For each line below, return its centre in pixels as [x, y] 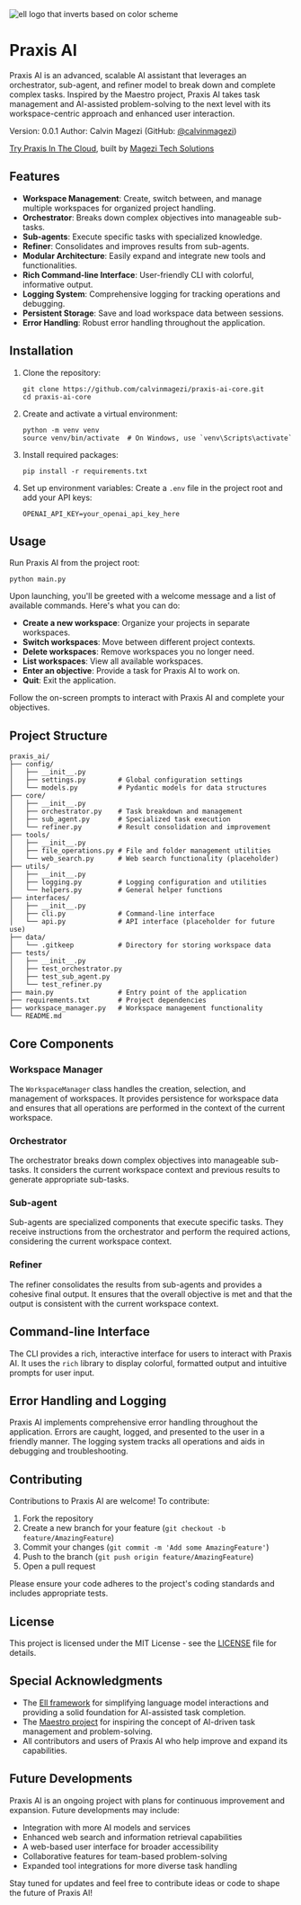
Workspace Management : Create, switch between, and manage [142, 198]
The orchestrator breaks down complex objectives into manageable [134, 1160]
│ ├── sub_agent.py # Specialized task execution [120, 819]
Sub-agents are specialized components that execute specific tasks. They [146, 1222]
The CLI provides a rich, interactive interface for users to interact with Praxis [150, 1354]
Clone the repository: [62, 372]
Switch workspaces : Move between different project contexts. [139, 642]
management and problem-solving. [87, 1731]
